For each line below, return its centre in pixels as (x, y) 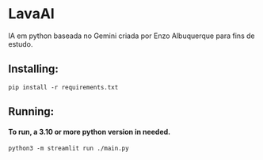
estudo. (21, 44)
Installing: (34, 69)
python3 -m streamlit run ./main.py (69, 149)
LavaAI (32, 14)
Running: (31, 112)
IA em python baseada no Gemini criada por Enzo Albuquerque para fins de (131, 36)
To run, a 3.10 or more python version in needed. (90, 131)
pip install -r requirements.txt (63, 87)
